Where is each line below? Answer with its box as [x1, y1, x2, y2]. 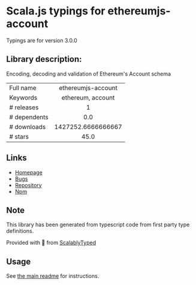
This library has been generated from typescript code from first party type [6, 221, 190, 229]
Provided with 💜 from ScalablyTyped [6, 239, 97, 247]
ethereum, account [61, 93, 115, 101]
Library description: [6, 54, 82, 64]
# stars [9, 132, 29, 140]
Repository [14, 181, 42, 188]
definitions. [6, 227, 34, 235]
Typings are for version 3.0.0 [6, 37, 77, 44]
